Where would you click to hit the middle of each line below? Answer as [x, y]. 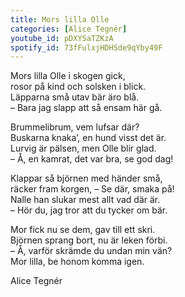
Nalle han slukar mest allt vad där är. [85, 200]
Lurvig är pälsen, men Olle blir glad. [83, 148]
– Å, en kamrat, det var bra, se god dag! [92, 159]
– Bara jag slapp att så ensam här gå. [86, 108]
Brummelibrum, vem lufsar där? [75, 127]
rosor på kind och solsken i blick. [78, 87]
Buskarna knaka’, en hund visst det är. [88, 138]
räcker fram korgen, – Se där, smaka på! [92, 189]
